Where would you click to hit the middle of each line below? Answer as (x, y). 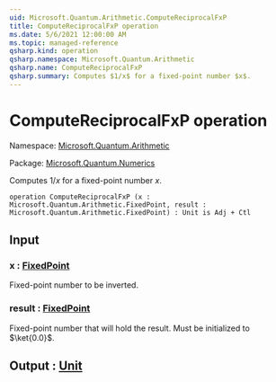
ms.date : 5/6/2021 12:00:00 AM (68, 34)
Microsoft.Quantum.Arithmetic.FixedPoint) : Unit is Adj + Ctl (130, 212)
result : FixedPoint (50, 308)
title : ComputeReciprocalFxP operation (84, 26)
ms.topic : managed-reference (64, 43)
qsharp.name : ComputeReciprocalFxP (76, 68)
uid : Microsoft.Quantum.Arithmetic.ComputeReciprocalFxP (118, 18)
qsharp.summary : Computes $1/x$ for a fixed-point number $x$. (130, 76)
